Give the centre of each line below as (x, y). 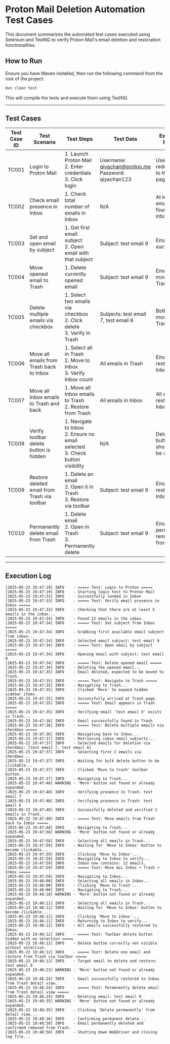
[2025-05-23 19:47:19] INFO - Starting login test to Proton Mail (80, 592)
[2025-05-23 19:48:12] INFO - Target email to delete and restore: (81, 961)
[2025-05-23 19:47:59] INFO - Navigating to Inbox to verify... (78, 859)
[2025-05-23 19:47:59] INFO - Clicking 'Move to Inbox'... (72, 854)
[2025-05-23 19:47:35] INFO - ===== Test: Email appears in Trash (80, 703)
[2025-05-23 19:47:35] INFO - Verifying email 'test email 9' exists (83, 712)
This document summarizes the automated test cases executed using (78, 34)
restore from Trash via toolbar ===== (46, 957)
